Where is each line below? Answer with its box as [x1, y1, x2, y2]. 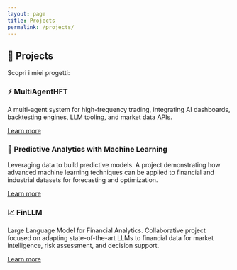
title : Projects [7, 17, 55, 24]
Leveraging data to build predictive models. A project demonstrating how [7, 160, 221, 169]
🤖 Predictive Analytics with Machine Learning [7, 145, 168, 154]
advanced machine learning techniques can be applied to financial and [7, 168, 215, 176]
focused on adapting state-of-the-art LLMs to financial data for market [7, 234, 214, 242]
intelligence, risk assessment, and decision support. [7, 242, 160, 250]
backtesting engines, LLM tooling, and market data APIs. [7, 113, 172, 121]
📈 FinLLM [7, 207, 43, 217]
